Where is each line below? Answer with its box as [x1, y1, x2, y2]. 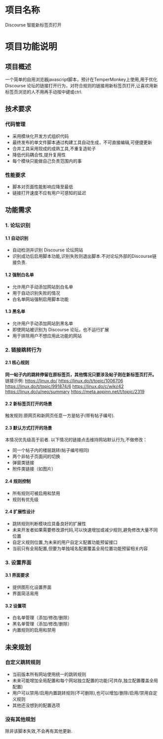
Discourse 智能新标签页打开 [5, 22, 62, 28]
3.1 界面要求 [5, 572, 30, 578]
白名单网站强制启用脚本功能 [12, 296, 69, 302]
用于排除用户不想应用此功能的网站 [12, 333, 82, 339]
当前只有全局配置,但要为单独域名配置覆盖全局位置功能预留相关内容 [12, 545, 148, 551]
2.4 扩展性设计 [5, 509, 36, 515]
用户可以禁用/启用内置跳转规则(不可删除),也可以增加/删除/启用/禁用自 [12, 690, 153, 696]
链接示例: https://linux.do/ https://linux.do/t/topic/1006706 [5, 377, 123, 383]
